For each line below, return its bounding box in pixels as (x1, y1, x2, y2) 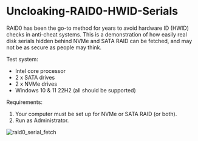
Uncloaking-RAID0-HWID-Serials (6, 4, 178, 18)
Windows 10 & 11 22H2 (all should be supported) (15, 86, 137, 94)
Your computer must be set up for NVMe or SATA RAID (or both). (15, 110, 177, 117)
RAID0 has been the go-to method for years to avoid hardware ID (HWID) (6, 24, 189, 32)
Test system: (6, 55, 38, 63)
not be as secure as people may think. (6, 44, 102, 51)
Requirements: (6, 98, 43, 106)
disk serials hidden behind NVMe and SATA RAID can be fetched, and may (6, 37, 193, 44)
